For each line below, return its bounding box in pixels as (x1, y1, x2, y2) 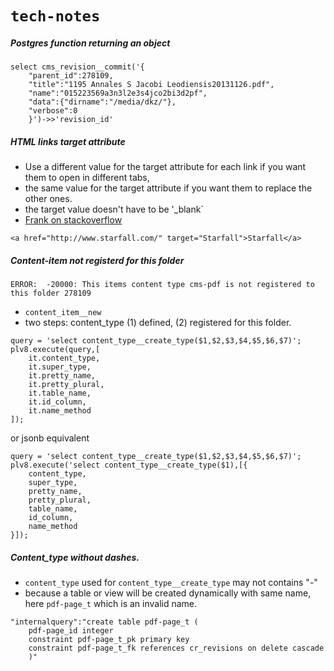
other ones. (24, 193, 73, 205)
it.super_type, (28, 362, 92, 372)
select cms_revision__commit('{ (10, 62, 145, 72)
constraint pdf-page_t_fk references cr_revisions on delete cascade (28, 643, 325, 654)
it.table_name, (28, 388, 92, 399)
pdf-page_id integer (28, 626, 114, 636)
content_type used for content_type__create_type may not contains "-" (24, 577, 318, 589)
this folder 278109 (10, 288, 92, 299)
